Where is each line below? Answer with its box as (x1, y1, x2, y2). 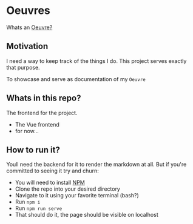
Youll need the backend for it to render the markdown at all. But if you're (6, 161, 187, 168)
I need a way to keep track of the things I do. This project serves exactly (6, 57, 187, 64)
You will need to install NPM (15, 179, 85, 186)
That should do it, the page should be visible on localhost (15, 211, 159, 219)
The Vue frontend (15, 120, 59, 128)
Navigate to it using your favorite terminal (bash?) (15, 192, 140, 199)
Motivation (6, 41, 49, 51)
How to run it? (6, 145, 61, 155)
